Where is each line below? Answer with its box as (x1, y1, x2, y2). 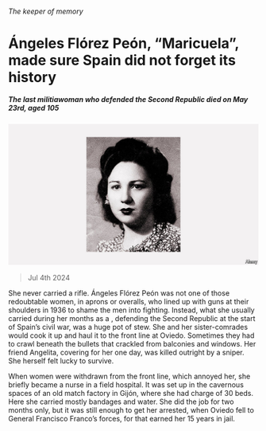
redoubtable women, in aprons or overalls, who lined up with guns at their (8, 297, 249, 307)
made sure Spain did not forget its (8, 51, 237, 69)
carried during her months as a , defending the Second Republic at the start (8, 314, 256, 323)
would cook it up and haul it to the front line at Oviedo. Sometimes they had (8, 331, 255, 340)
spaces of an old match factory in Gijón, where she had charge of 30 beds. (8, 389, 254, 398)
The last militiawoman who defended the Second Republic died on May (8, 95, 249, 104)
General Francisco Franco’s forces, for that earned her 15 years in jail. (8, 414, 236, 424)
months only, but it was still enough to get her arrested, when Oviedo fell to (8, 406, 254, 415)
